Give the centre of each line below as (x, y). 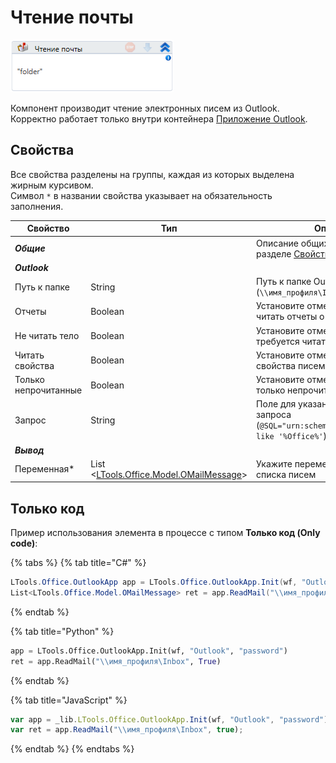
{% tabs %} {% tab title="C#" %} (78, 563)
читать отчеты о (290, 317)
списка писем (286, 474)
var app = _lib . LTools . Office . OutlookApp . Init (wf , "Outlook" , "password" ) (169, 719)
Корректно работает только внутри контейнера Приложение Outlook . (159, 118)
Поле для (276, 404)
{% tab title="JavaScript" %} (69, 700)
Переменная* (44, 469)
